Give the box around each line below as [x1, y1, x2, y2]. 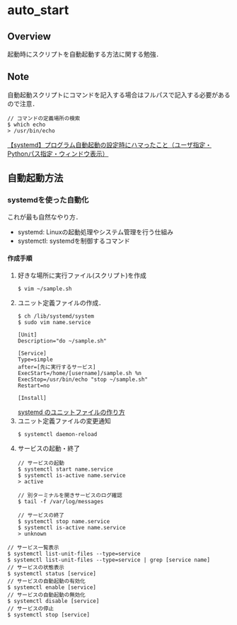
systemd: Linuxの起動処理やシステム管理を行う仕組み [17, 227, 173, 236]
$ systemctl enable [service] [7, 583, 97, 591]
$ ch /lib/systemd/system [17, 312, 94, 320]
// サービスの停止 [7, 604, 54, 612]
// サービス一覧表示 [7, 544, 59, 551]
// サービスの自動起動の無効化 [7, 591, 86, 598]
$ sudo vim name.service [17, 319, 91, 326]
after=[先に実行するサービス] [17, 363, 96, 370]
